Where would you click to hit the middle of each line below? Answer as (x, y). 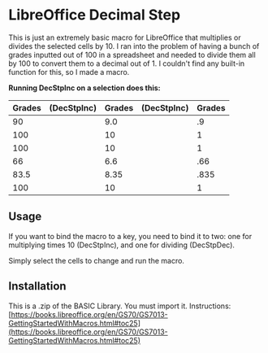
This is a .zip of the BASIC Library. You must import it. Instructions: (120, 306)
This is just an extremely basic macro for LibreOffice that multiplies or (125, 37)
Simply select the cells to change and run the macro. (97, 260)
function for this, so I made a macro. (69, 72)
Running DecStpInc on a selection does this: (84, 88)
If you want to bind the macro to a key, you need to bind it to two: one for (130, 236)
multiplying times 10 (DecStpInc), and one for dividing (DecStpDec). (122, 245)
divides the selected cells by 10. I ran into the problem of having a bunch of (134, 46)
